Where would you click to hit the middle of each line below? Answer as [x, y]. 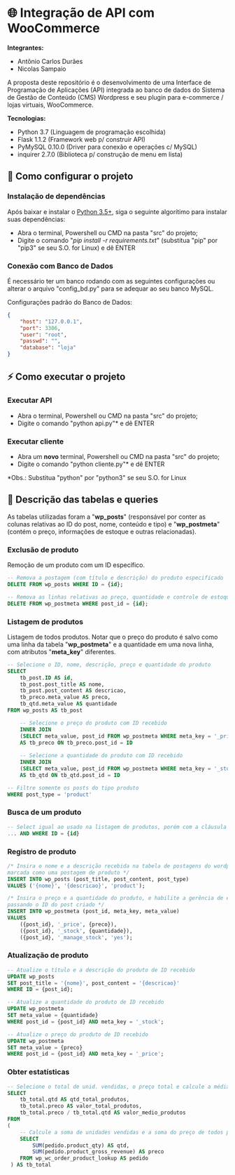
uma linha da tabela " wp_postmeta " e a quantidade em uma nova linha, [111, 644]
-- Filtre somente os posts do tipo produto [73, 788]
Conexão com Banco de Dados [60, 266]
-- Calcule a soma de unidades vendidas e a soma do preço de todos [122, 1132]
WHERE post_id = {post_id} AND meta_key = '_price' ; [86, 1054]
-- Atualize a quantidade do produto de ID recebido [86, 1002]
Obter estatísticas [38, 1072]
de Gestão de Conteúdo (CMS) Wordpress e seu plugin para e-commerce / [115, 97]
